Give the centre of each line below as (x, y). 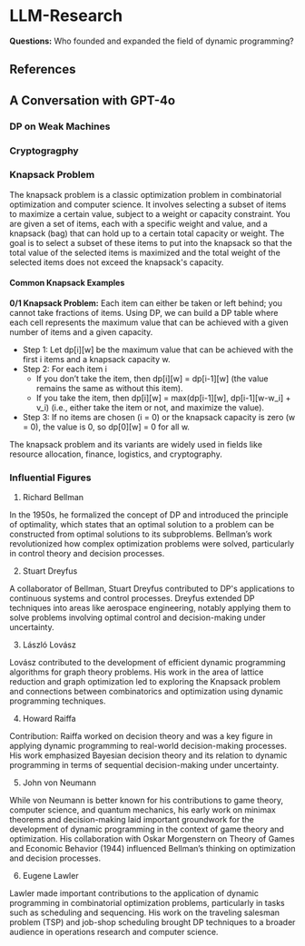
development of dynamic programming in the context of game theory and (147, 829)
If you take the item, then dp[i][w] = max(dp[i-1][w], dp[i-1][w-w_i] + (163, 398)
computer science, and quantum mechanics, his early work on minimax (143, 810)
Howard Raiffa (49, 719)
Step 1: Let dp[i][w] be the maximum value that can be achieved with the (157, 350)
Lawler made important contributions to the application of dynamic (134, 893)
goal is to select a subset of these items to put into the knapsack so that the (151, 242)
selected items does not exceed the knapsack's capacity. (117, 262)
